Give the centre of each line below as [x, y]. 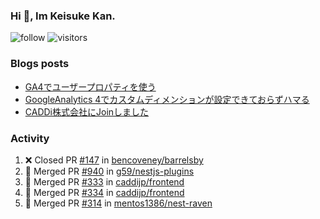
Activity [30, 138]
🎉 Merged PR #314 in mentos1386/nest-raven [118, 203]
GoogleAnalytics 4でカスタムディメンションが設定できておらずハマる [167, 99]
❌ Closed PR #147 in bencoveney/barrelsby [114, 160]
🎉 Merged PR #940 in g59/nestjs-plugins [109, 171]
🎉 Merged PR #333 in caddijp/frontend [104, 181]
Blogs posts [40, 64]
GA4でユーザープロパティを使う [90, 86]
